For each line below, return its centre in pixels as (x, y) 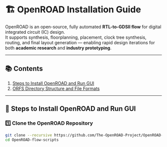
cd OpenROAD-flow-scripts (32, 140)
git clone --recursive (29, 135)
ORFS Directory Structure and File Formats (56, 88)
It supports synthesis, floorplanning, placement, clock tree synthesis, (76, 37)
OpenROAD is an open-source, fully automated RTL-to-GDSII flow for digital (83, 27)
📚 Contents (24, 69)
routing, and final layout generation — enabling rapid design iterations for (80, 42)
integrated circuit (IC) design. (35, 32)
